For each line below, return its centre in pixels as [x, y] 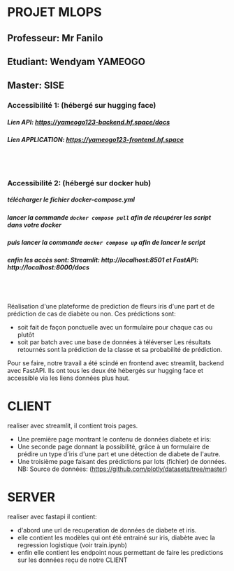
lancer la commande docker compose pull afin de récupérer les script [109, 217]
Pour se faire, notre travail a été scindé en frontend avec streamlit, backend [116, 363]
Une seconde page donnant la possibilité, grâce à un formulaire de [113, 446]
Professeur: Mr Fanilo [55, 38]
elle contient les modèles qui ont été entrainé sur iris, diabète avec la [116, 537]
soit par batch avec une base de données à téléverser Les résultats [114, 342]
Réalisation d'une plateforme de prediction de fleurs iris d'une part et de [111, 306]
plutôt [26, 334]
